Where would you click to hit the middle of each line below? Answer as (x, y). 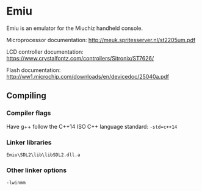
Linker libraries (29, 142)
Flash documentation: (34, 70)
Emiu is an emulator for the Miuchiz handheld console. (75, 28)
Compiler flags (29, 113)
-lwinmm (16, 183)
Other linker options (37, 170)
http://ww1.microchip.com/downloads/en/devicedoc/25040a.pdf (88, 76)
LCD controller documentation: (45, 52)
